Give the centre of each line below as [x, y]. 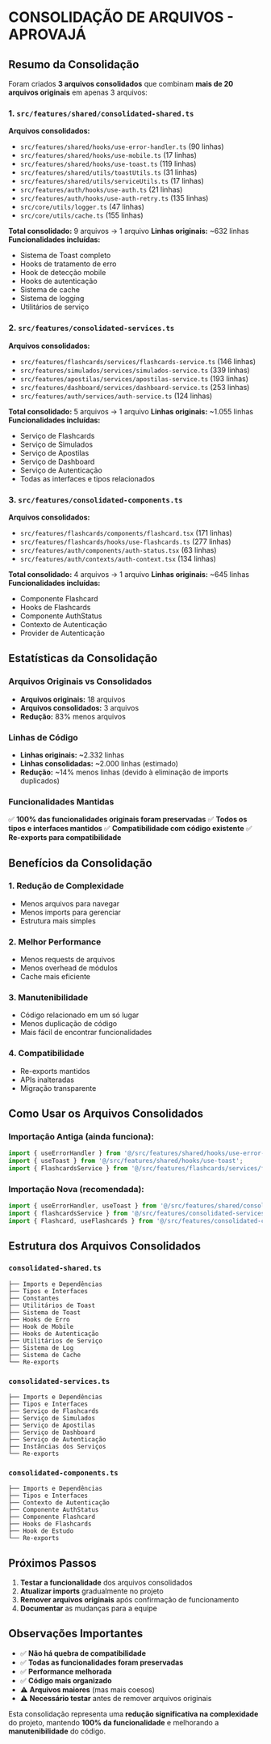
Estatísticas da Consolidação [83, 658]
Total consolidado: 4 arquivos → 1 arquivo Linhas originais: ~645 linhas [129, 574]
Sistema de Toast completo [65, 256]
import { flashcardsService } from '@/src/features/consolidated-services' [138, 1214]
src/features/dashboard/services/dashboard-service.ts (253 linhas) [135, 387]
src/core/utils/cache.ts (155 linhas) [81, 215]
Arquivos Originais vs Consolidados [80, 681]
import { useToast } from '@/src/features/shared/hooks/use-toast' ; [126, 1161]
